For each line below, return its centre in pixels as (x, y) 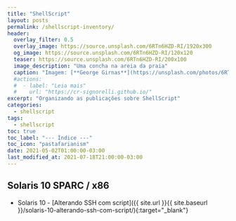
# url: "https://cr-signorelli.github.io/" (83, 92)
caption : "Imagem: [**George (56, 72)
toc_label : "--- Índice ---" (50, 138)
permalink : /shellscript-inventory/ (61, 27)
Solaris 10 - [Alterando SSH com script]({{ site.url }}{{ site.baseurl (113, 202)
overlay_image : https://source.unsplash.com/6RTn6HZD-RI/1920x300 (113, 46)
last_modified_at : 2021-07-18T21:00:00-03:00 (75, 158)
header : (19, 33)
